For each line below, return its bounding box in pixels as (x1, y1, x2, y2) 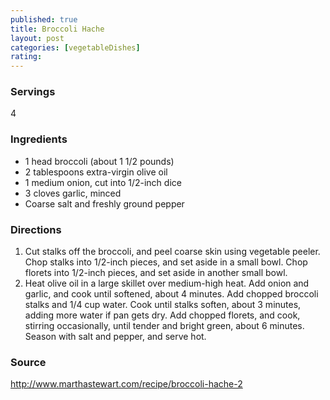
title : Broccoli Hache (10, 24, 105, 34)
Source (10, 355, 47, 369)
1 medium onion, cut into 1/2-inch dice (24, 176, 182, 188)
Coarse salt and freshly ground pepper (24, 197, 185, 210)
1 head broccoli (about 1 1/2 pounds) (24, 155, 175, 167)
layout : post (10, 33, 65, 43)
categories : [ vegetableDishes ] (10, 42, 141, 53)
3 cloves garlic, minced (24, 187, 122, 199)
